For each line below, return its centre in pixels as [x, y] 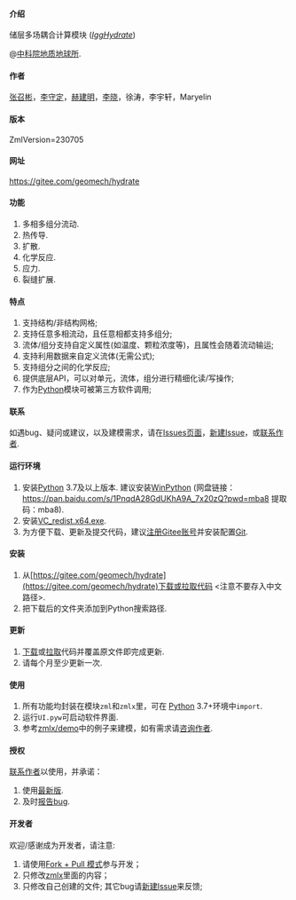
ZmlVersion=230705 [47, 139]
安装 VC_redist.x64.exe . [64, 520]
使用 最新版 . [43, 791]
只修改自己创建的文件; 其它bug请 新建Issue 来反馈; [112, 886]
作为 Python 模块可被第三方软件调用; [87, 390]
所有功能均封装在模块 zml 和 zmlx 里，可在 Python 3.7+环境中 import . [142, 707]
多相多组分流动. [51, 224]
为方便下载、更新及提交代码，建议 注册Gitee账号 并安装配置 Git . [135, 532]
